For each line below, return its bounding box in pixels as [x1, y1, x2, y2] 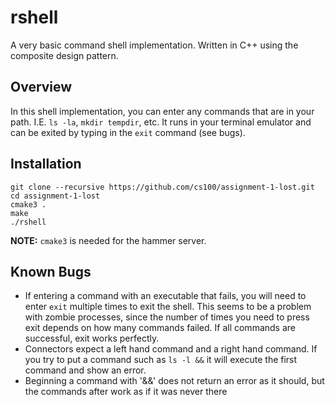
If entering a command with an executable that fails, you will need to [24, 290, 307, 302]
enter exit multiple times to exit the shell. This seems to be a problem [24, 301, 312, 313]
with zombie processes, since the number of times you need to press [24, 311, 310, 323]
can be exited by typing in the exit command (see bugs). [10, 126, 246, 138]
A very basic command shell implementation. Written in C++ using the [10, 39, 299, 51]
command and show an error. [24, 364, 147, 376]
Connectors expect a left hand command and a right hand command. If [24, 343, 318, 355]
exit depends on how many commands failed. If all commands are [24, 322, 296, 334]
